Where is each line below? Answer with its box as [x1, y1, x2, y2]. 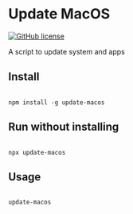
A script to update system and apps [8, 46, 125, 56]
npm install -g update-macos [8, 98, 105, 107]
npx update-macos [8, 148, 66, 156]
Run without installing [8, 120, 119, 134]
